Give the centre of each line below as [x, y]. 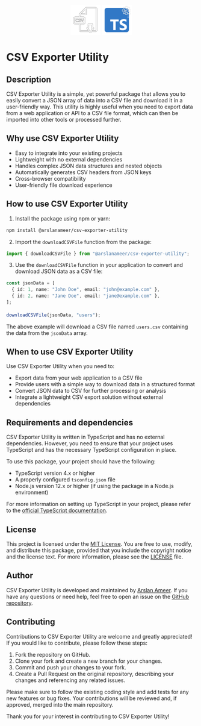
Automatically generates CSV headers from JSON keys [83, 172]
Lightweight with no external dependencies [69, 159]
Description [29, 79]
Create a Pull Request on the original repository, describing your [94, 674]
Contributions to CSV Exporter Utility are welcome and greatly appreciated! [99, 636]
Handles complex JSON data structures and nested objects [88, 166]
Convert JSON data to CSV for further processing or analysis [91, 391]
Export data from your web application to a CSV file [79, 378]
